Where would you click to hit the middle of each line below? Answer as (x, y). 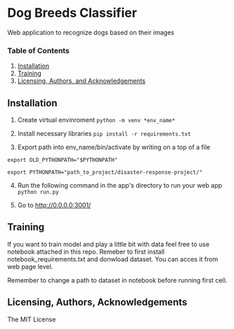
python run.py (38, 192)
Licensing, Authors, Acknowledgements (97, 303)
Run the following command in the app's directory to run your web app (120, 186)
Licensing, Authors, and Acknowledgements (82, 81)
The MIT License (32, 319)
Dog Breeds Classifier (72, 13)
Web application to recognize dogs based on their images (91, 32)
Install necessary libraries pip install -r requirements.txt (104, 134)
